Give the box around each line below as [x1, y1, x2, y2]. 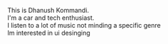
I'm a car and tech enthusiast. [7, 13, 95, 22]
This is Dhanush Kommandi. [7, 6, 90, 14]
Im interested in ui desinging [7, 28, 90, 37]
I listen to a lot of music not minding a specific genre [7, 21, 162, 29]
